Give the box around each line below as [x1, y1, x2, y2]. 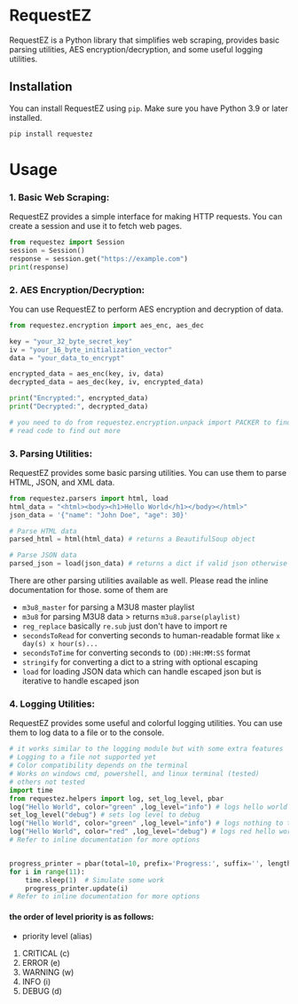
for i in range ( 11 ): [9, 867, 86, 876]
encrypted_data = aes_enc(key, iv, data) [9, 369, 165, 378]
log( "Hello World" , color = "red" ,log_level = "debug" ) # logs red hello [9, 827, 276, 836]
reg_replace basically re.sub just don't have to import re [21, 621, 228, 631]
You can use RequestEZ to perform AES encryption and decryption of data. [9, 304, 284, 314]
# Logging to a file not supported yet [9, 753, 157, 762]
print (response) [9, 263, 69, 272]
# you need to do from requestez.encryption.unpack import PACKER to [9, 418, 272, 427]
